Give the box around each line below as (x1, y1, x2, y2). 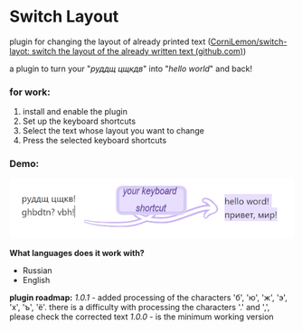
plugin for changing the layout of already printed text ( (9, 36, 211, 47)
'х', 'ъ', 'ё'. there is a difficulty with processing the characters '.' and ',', (9, 301, 270, 312)
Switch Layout (9, 6, 119, 27)
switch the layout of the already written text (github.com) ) (31, 45, 247, 56)
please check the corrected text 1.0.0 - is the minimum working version (9, 311, 274, 322)
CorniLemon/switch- (210, 36, 288, 47)
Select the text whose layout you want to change (22, 125, 205, 136)
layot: (9, 45, 30, 56)
